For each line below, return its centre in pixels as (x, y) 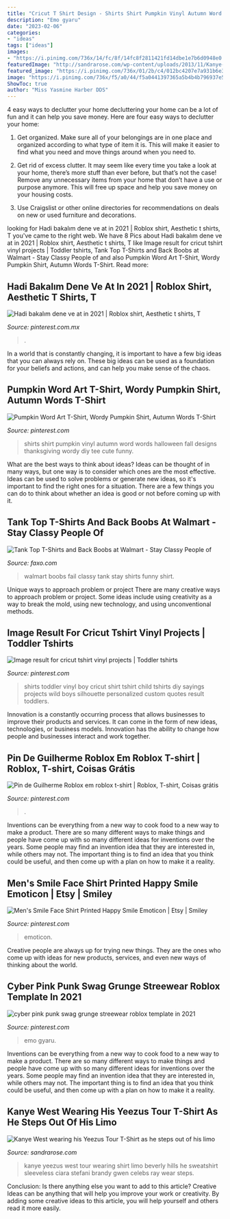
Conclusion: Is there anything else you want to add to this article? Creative (112, 1186)
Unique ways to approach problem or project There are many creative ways (114, 589)
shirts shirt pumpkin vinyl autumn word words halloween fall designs (120, 443)
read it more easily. (34, 1208)
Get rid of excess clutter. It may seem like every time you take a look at (117, 165)
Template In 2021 (44, 997)
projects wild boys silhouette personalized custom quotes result (114, 694)
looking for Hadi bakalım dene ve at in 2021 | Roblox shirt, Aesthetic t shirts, (114, 229)
